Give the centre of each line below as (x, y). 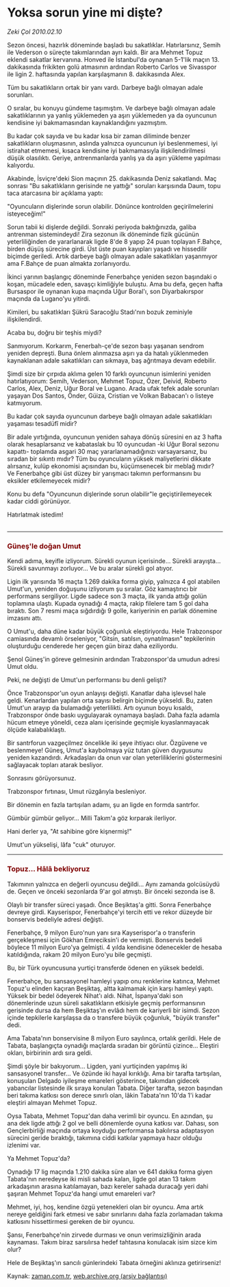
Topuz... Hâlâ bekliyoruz (49, 869)
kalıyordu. (21, 165)
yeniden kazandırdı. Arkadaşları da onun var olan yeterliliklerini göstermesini (115, 758)
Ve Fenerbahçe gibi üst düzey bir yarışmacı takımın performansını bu (104, 473)
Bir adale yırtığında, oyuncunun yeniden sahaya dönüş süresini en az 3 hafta (115, 437)
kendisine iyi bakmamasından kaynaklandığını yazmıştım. (87, 122)
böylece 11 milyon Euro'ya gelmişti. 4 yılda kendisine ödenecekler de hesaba (115, 947)
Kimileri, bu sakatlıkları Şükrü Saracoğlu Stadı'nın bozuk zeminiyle (100, 312)
